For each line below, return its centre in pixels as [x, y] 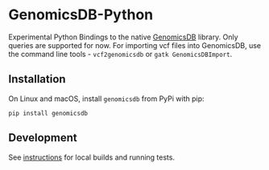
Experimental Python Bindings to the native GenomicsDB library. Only [124, 37]
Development [43, 138]
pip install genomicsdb [48, 113]
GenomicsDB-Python [81, 15]
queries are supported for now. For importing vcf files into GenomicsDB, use [135, 45]
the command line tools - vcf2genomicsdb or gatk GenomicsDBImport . [120, 54]
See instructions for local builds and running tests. [92, 157]
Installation [37, 79]
